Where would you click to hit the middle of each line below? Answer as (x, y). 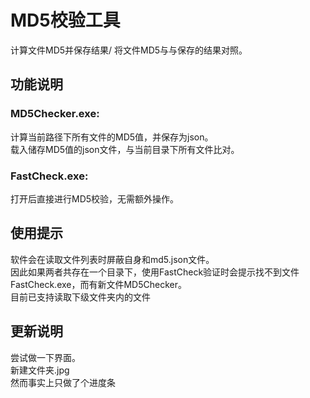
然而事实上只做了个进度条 (63, 382)
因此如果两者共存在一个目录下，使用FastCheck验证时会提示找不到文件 (155, 272)
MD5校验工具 (65, 20)
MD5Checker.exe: (55, 114)
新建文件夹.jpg (40, 370)
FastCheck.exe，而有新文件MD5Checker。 (98, 284)
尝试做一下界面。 (45, 357)
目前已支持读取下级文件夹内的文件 (80, 297)
